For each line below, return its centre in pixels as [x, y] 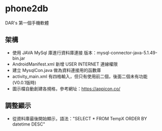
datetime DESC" [29, 124]
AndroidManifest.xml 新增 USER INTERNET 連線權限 [65, 64]
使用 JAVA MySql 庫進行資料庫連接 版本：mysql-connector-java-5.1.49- [85, 53]
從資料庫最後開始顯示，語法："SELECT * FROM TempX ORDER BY [80, 118]
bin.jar [19, 58]
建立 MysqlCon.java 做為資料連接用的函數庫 [57, 70]
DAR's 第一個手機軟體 [27, 23]
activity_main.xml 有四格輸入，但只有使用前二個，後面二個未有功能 [80, 76]
